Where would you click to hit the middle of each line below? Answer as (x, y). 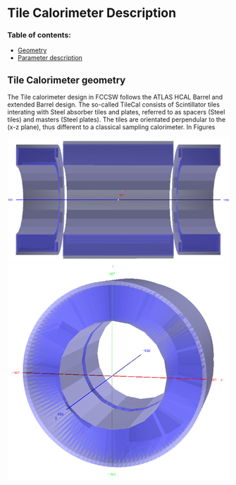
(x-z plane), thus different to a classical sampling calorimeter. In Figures (111, 127)
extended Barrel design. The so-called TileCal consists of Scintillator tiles (114, 104)
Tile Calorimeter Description (92, 13)
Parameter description (50, 58)
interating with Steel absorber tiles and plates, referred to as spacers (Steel (116, 112)
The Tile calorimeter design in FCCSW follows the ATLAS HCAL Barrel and (115, 97)
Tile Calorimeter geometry (67, 80)
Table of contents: (39, 35)
